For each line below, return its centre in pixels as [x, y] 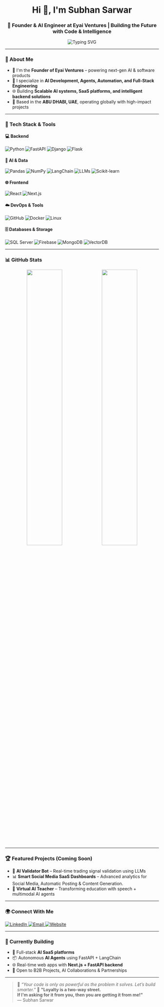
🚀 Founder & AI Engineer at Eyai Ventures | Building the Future [82, 26]
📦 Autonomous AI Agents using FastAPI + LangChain [66, 957]
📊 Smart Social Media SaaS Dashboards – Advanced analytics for [80, 877]
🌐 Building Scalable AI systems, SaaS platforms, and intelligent [77, 91]
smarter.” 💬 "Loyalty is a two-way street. [59, 989]
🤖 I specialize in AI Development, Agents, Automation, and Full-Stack [83, 80]
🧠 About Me [19, 59]
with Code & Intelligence [82, 31]
